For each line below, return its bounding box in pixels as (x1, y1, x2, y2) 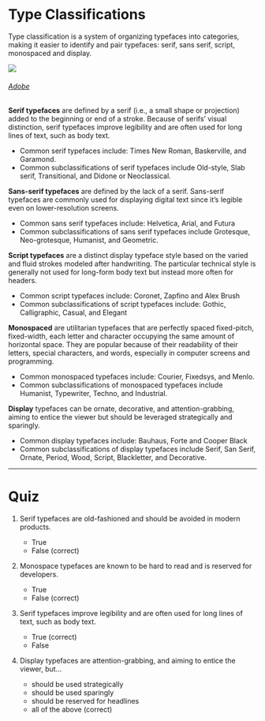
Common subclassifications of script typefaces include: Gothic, (19, 300, 226, 309)
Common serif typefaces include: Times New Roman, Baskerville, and (19, 146, 247, 155)
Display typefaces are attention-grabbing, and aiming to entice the (19, 656, 236, 666)
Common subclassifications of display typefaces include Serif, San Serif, (19, 444, 256, 454)
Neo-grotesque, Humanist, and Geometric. (19, 235, 159, 245)
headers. (8, 276, 37, 286)
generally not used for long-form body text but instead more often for (8, 267, 234, 277)
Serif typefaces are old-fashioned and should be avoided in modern (19, 514, 241, 524)
